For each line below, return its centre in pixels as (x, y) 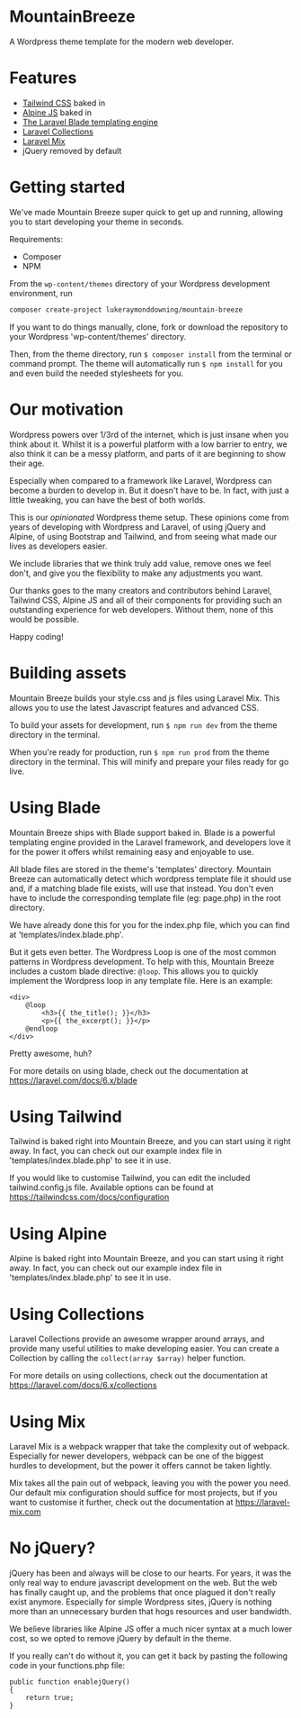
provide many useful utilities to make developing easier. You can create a (145, 1349)
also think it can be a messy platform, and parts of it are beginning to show (148, 453)
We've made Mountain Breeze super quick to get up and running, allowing (146, 212)
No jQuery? (53, 1548)
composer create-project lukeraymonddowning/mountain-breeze (126, 309)
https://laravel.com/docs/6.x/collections (83, 1386)
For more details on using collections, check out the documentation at (138, 1376)
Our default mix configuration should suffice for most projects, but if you (143, 1493)
